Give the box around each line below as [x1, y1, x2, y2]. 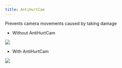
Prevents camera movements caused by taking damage [5, 20, 117, 26]
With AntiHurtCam [12, 48, 49, 54]
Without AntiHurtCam [12, 30, 56, 35]
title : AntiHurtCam [5, 7, 45, 12]
